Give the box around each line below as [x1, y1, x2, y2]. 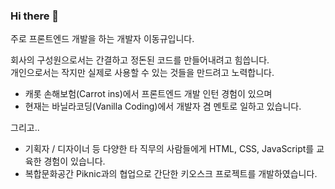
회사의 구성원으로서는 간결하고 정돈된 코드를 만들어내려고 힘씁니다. [10, 54, 270, 66]
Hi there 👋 [10, 9, 60, 23]
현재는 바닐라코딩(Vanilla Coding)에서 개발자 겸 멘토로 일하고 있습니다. [24, 100, 302, 113]
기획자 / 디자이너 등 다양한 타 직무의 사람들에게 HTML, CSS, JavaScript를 [24, 143, 315, 155]
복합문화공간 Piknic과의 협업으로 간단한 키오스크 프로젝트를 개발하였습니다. [24, 168, 318, 180]
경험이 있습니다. [43, 155, 106, 168]
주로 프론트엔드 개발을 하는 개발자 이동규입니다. [10, 33, 195, 45]
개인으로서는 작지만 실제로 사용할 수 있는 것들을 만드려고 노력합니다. [10, 67, 275, 79]
